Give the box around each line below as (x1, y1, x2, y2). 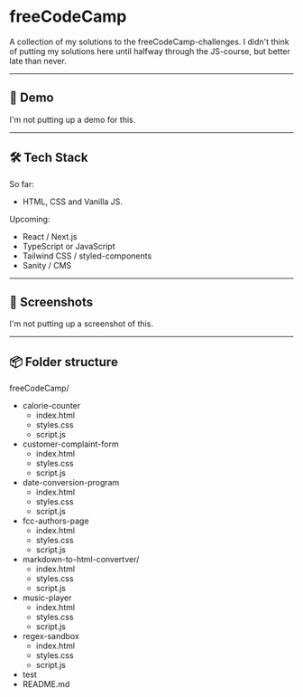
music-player (22, 592, 72, 603)
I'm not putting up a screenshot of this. (9, 318, 153, 329)
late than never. (9, 55, 68, 66)
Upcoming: (9, 213, 50, 224)
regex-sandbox (22, 631, 79, 642)
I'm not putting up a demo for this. (9, 114, 136, 125)
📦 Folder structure (9, 354, 119, 370)
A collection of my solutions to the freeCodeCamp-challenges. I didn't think (9, 36, 290, 47)
